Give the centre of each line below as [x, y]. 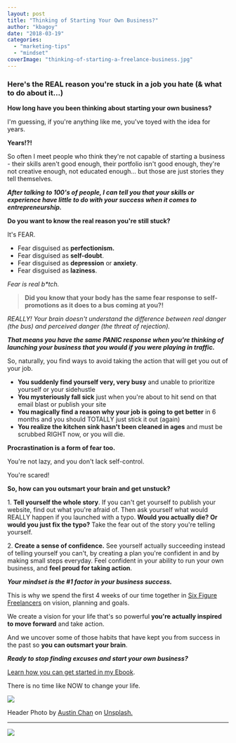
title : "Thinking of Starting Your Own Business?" [83, 20]
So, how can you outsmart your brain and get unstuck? [89, 489]
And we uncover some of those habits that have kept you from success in [114, 638]
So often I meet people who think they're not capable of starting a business [116, 157]
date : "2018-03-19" [36, 33]
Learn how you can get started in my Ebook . [71, 672]
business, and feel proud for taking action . [70, 568]
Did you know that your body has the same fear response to [113, 298]
